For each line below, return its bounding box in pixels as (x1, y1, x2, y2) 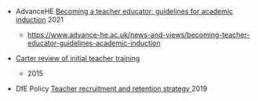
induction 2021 (15, 15, 64, 24)
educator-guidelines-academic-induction (27, 38, 161, 48)
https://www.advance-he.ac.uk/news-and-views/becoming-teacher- (27, 31, 250, 39)
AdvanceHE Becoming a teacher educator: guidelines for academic (15, 7, 234, 16)
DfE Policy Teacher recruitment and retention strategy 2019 (15, 84, 208, 93)
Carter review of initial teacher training (15, 54, 140, 63)
